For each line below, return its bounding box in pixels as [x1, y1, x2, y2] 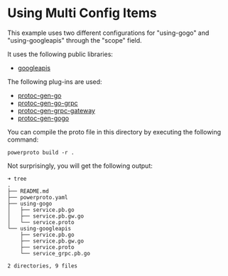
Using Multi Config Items [7, 5, 158, 21]
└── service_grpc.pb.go [20, 250, 91, 257]
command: [7, 135, 39, 144]
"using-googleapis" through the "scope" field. [7, 36, 142, 44]
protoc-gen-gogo [17, 114, 70, 122]
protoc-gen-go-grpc [17, 98, 78, 107]
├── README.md [7, 187, 50, 195]
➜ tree [7, 175, 27, 182]
